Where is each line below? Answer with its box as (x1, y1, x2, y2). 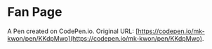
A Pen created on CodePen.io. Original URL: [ (7, 27, 138, 35)
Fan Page (7, 4, 62, 20)
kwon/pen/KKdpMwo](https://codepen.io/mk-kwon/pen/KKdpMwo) (7, 34, 202, 42)
